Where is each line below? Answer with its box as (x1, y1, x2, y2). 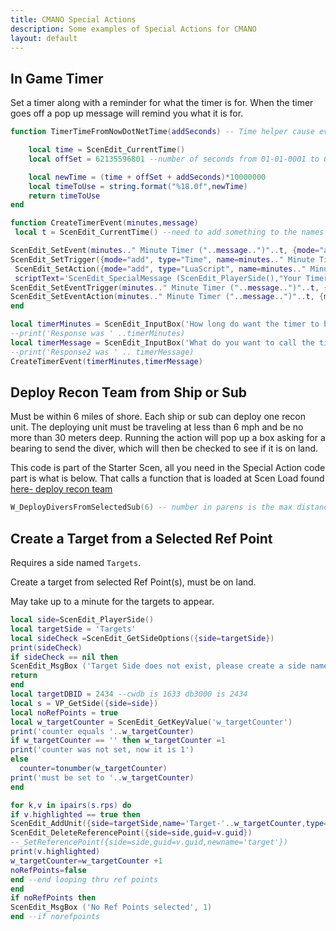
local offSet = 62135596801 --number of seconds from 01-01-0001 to (28, 154, 320, 164)
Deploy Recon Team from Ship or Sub (10, 384, 248, 401)
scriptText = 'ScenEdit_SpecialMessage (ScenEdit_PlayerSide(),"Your (14, 273, 302, 283)
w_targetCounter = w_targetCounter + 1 (10, 856, 163, 866)
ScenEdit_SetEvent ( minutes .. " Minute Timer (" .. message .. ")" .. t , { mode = (10, 246, 320, 256)
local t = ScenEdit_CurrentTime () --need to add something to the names (14, 227, 325, 238)
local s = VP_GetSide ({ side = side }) (10, 698, 159, 708)
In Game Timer (10, 70, 104, 87)
